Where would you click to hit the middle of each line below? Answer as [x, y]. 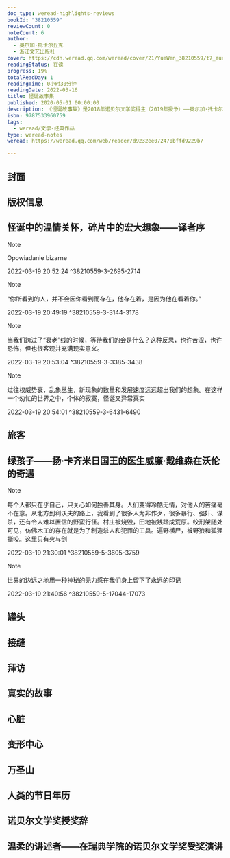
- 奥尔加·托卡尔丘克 [38, 45]
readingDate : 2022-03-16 [42, 90]
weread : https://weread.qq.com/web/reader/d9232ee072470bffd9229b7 [105, 141]
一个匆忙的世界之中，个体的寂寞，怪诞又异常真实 [76, 398]
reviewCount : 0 [29, 26]
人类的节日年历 [39, 796]
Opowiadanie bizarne [37, 257]
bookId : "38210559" [35, 20]
